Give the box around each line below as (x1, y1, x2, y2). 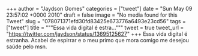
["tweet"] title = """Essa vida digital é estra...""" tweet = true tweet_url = (6, 24, 184, 31)
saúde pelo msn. (6, 43, 47, 50)
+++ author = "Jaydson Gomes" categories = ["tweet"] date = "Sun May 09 (6, 5, 193, 12)
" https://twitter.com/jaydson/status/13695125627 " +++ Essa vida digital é (6, 30, 188, 38)
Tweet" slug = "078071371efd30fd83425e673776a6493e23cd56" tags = (6, 18, 186, 24)
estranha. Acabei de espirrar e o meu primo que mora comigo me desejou (6, 37, 189, 43)
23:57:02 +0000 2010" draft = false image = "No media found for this (6, 11, 178, 18)
